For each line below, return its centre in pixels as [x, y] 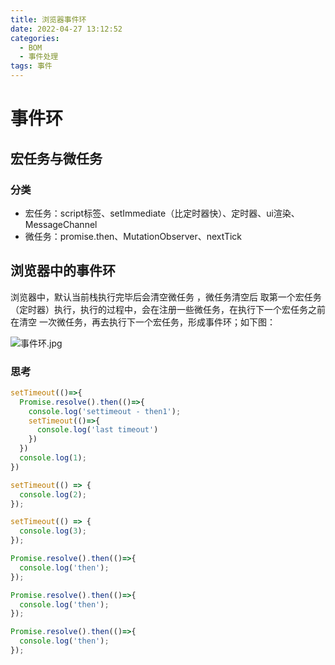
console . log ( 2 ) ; [53, 494]
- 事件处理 [39, 57]
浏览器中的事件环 [63, 271]
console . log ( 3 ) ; [53, 531]
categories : [35, 38]
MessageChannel [61, 224]
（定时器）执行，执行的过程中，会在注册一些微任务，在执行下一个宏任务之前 [168, 309]
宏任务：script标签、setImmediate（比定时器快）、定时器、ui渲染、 [162, 213]
